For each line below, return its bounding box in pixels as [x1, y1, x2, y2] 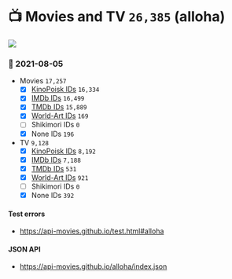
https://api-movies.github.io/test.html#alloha [19, 226, 164, 236]
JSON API [8, 244, 41, 254]
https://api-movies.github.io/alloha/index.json [19, 262, 168, 271]
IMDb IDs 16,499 [31, 94, 85, 103]
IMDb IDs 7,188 [31, 155, 81, 164]
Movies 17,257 [19, 76, 67, 86]
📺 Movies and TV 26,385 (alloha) [8, 8, 226, 26]
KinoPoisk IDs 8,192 [31, 146, 96, 156]
